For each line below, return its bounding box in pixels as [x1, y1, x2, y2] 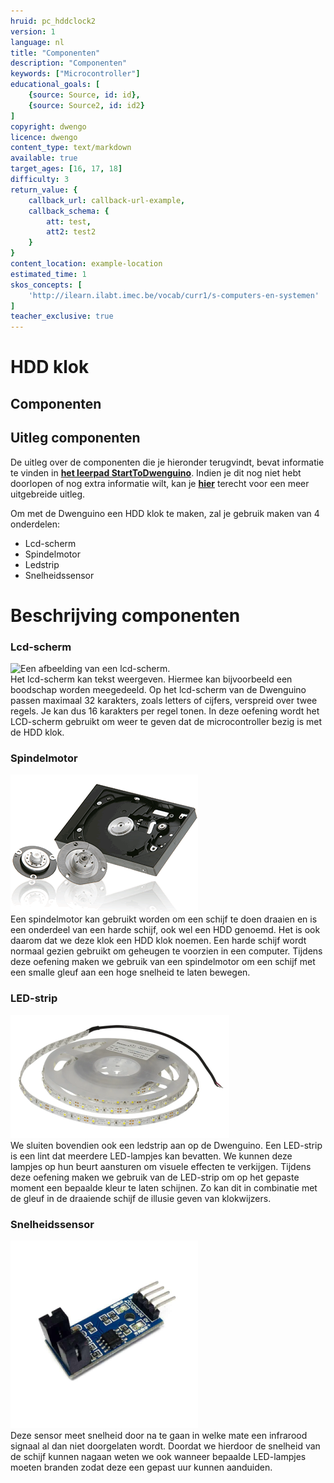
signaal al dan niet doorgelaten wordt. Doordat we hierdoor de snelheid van [10, 1440, 321, 1452]
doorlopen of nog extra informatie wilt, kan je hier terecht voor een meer [10, 477, 310, 489]
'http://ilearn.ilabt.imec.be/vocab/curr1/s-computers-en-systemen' [28, 290, 320, 300]
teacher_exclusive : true [10, 311, 114, 322]
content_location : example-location [10, 259, 163, 269]
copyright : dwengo [10, 121, 87, 132]
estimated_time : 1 [10, 269, 87, 279]
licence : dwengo [10, 132, 78, 142]
